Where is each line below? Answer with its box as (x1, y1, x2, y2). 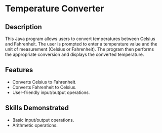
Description (5, 23, 42, 31)
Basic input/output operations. (12, 117, 74, 123)
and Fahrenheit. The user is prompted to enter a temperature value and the (5, 41, 158, 47)
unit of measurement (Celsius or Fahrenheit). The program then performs (5, 46, 154, 52)
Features (5, 66, 33, 74)
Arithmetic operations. (12, 122, 58, 128)
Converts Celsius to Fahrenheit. (12, 79, 77, 85)
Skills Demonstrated (5, 104, 69, 112)
